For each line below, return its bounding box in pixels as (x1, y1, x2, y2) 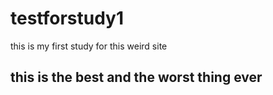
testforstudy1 (10, 7, 125, 30)
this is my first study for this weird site (10, 40, 168, 52)
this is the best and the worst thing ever (10, 69, 263, 86)
